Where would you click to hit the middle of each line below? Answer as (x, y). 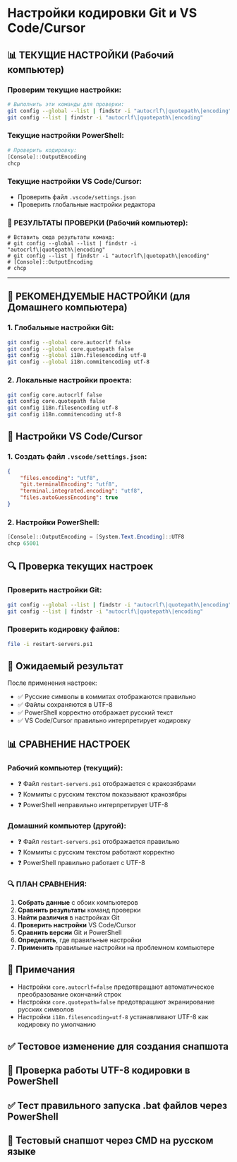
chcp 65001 (23, 544)
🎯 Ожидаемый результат (65, 666)
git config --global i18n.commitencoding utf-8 (79, 362)
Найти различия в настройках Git (68, 917)
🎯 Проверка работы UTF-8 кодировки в (99, 1070)
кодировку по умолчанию (57, 1024)
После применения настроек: (52, 683)
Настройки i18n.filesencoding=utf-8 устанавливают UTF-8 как (113, 1016)
